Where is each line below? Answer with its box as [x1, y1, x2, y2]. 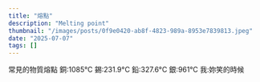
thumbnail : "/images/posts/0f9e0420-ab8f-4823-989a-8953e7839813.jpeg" [8, 27, 253, 35]
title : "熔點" [8, 11, 54, 20]
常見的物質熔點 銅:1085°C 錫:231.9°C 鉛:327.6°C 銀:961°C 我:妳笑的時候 [8, 65, 245, 75]
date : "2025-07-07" [8, 34, 74, 43]
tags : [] [8, 42, 38, 50]
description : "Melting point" [8, 19, 110, 27]
